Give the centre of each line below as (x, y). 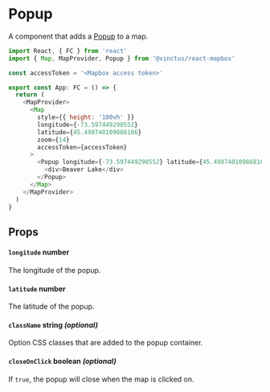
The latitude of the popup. (51, 307)
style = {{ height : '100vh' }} (86, 117)
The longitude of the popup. (55, 271)
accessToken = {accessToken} (82, 147)
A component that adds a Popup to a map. (78, 36)
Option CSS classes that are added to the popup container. (106, 343)
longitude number (39, 252)
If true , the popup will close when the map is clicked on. (101, 379)
